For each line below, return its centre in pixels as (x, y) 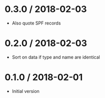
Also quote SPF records (36, 23)
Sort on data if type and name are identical (56, 57)
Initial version (25, 91)
